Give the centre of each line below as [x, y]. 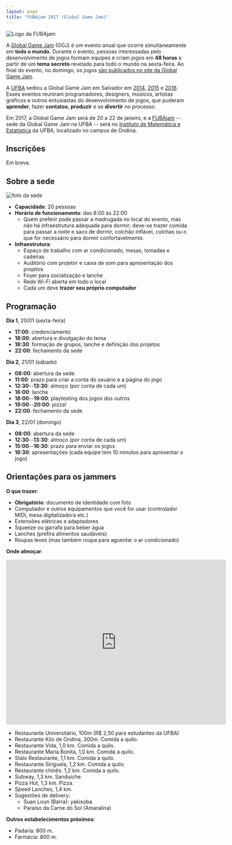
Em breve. [18, 163]
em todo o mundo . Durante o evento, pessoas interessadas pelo [84, 51]
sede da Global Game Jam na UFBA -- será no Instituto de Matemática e [93, 124]
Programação [31, 306]
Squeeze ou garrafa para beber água [59, 527]
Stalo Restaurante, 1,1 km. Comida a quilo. [65, 758]
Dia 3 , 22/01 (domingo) [34, 422]
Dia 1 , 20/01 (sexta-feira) [36, 320]
